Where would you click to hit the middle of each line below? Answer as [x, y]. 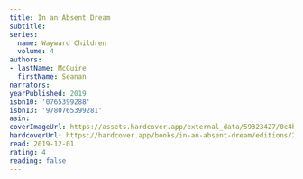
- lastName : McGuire [48, 69]
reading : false [38, 160]
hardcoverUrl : [36, 136]
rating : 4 [28, 152]
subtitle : [28, 26]
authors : [26, 60]
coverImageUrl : [38, 127]
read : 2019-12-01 [42, 144]
